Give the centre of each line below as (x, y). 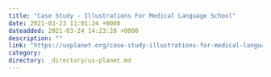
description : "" (35, 38)
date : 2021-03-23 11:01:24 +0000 (65, 23)
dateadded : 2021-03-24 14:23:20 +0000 (73, 30)
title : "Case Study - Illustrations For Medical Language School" (122, 16)
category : (25, 53)
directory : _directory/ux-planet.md (70, 61)
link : (17, 46)
